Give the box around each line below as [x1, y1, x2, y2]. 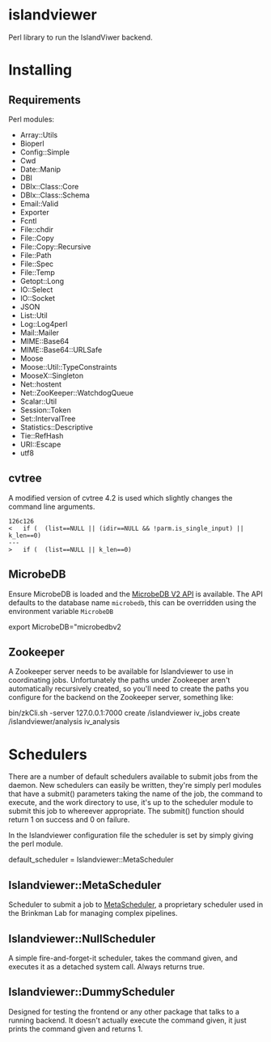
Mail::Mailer [19, 328, 59, 337]
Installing [8, 61, 73, 79]
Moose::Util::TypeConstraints [19, 362, 117, 371]
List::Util [19, 310, 48, 320]
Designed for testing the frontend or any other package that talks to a [8, 1006, 240, 1016]
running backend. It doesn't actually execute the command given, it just [8, 1015, 247, 1025]
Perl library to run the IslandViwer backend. [8, 32, 153, 42]
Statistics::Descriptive [19, 422, 93, 432]
